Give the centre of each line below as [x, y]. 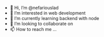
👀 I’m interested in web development [48, 13]
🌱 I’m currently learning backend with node [55, 18]
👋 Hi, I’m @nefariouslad [34, 8]
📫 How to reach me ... [33, 29]
